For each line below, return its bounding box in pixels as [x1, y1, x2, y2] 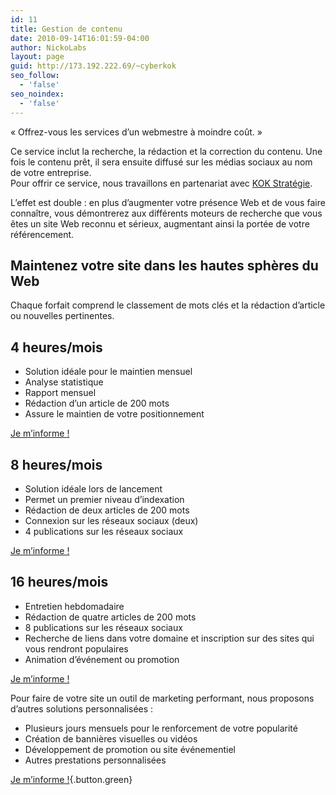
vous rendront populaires [24, 642, 129, 655]
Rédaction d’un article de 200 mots [24, 397, 170, 410]
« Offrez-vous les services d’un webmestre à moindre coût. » [10, 126, 263, 138]
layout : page [10, 52, 65, 62]
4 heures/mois [10, 339, 103, 356]
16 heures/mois [10, 574, 109, 591]
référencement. [10, 228, 75, 240]
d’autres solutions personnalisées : [10, 702, 154, 715]
